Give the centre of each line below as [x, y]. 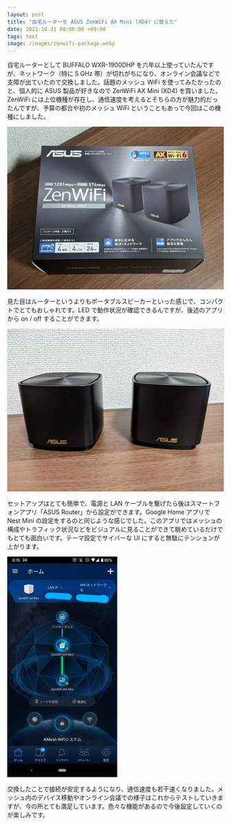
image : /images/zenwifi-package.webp [61, 44]
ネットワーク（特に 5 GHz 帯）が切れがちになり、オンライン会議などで [120, 74]
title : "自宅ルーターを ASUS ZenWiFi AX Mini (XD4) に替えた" [92, 22]
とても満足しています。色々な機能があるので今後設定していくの [133, 806]
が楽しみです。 [28, 815]
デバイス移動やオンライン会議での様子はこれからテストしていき [127, 798]
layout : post [26, 14]
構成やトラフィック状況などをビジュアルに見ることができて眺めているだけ [112, 529]
